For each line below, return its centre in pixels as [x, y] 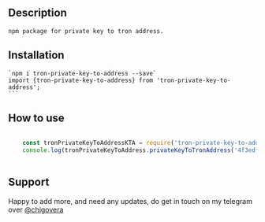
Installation [36, 55]
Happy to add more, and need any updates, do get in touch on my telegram [130, 201]
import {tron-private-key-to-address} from [81, 80]
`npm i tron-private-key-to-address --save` [82, 73]
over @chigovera [36, 209]
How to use [36, 118]
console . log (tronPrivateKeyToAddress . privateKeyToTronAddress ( [129, 150]
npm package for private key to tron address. [86, 31]
